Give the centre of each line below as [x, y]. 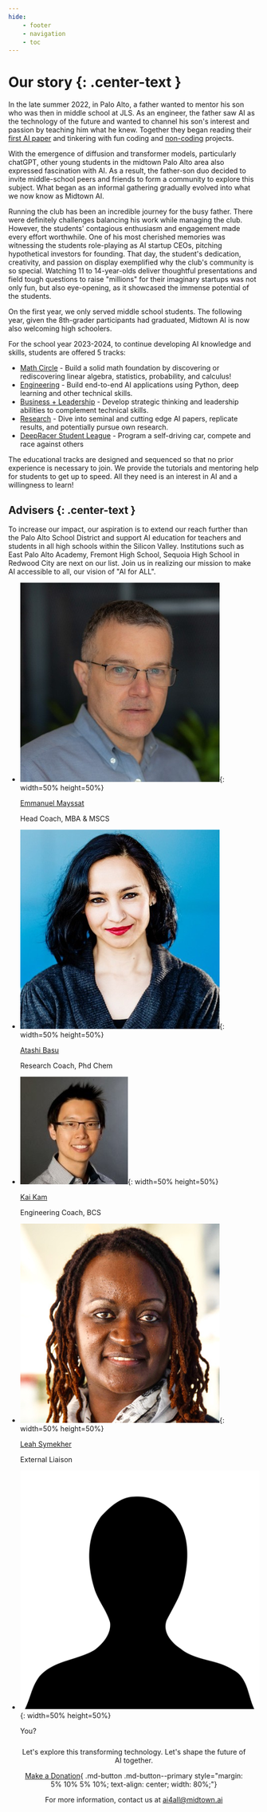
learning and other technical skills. [76, 394]
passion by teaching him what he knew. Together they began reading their [130, 130]
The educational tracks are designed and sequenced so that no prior [121, 460]
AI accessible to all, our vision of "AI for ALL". [82, 571]
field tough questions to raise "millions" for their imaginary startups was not [132, 280]
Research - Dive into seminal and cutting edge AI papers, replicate [129, 419]
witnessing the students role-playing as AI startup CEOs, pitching [115, 245]
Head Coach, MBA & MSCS [65, 818]
